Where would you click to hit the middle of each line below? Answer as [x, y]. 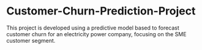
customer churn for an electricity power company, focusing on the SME [96, 34]
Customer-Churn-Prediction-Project [101, 11]
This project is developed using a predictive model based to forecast [93, 28]
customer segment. [31, 40]
